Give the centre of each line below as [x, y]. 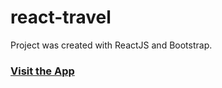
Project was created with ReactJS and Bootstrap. [111, 45]
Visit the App [42, 71]
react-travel [61, 17]
